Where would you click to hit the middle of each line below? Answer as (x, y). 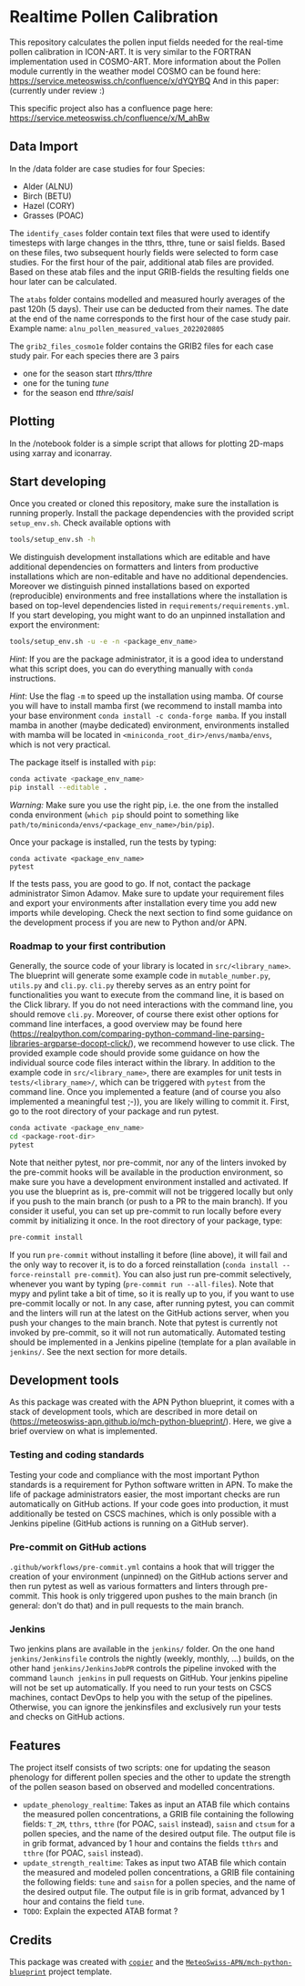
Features (35, 1746)
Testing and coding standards (77, 1455)
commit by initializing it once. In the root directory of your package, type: (146, 1221)
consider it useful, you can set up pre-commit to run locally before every (146, 1211)
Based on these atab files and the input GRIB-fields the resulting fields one (149, 272)
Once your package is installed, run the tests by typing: (113, 842)
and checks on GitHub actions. (67, 1717)
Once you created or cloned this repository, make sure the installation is (144, 504)
